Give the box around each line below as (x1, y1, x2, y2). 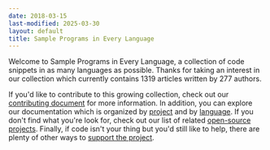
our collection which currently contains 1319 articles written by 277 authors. (8, 74, 262, 84)
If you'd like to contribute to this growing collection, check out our (8, 90, 229, 100)
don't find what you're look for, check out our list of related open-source (8, 115, 251, 126)
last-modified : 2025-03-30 (8, 19, 100, 28)
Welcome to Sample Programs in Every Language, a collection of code (8, 57, 245, 66)
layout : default (8, 27, 63, 35)
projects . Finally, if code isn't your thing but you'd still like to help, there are (8, 124, 260, 134)
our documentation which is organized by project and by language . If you (8, 107, 254, 117)
